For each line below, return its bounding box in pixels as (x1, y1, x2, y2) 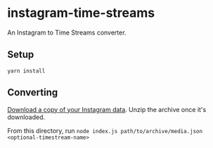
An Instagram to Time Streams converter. (7, 28, 127, 37)
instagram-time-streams (7, 5, 155, 21)
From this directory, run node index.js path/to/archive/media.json (7, 126, 202, 135)
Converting (7, 87, 58, 99)
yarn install (7, 67, 46, 75)
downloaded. (7, 113, 46, 121)
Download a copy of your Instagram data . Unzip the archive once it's (7, 105, 207, 113)
